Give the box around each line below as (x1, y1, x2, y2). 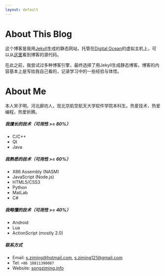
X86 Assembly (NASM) (12, 169, 60, 175)
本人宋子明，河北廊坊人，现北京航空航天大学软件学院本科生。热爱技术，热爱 (5, 103, 161, 108)
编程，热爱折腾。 (5, 109, 40, 115)
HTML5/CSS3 (12, 179, 40, 185)
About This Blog (5, 28, 72, 39)
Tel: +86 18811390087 (12, 260, 54, 266)
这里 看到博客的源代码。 (14, 51, 62, 57)
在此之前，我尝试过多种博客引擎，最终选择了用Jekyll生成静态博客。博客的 (5, 62, 155, 68)
